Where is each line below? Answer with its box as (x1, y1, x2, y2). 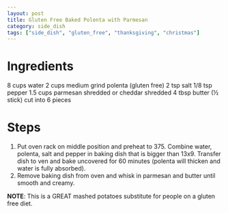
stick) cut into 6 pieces (7, 96, 72, 104)
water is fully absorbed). (16, 164, 86, 173)
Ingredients (7, 59, 74, 74)
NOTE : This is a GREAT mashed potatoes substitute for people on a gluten (7, 192, 216, 201)
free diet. (7, 199, 33, 208)
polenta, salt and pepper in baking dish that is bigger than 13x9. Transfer (16, 150, 221, 158)
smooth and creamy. (16, 179, 75, 187)
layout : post (7, 10, 44, 17)
